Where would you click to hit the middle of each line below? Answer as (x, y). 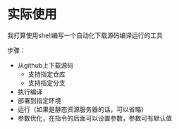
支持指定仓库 (47, 74)
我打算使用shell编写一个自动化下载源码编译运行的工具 (85, 35)
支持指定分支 (47, 82)
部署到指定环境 (39, 100)
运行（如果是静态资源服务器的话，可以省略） (82, 109)
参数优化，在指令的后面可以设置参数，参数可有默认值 (95, 118)
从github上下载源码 (45, 65)
